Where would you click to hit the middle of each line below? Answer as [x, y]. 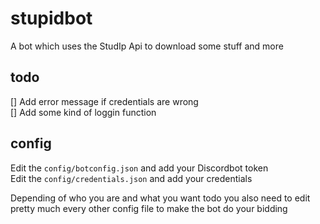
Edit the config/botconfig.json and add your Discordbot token [139, 168]
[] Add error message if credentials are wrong [104, 101]
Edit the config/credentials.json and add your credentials [131, 178]
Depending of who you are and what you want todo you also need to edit [160, 198]
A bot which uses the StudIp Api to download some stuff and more [147, 46]
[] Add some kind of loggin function [83, 112]
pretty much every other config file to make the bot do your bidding [149, 208]
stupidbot [51, 18]
